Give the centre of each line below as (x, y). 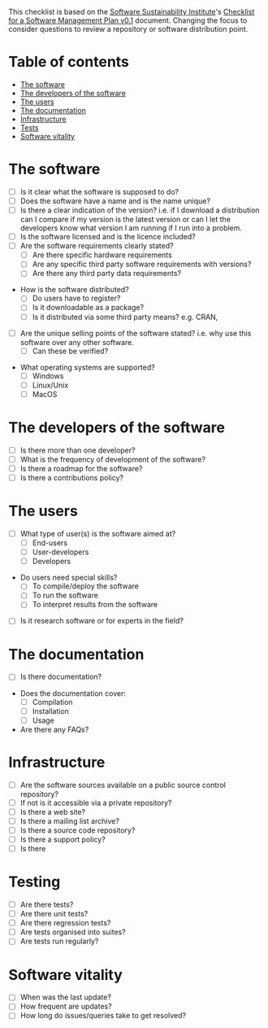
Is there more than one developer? (78, 450)
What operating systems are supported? (88, 367)
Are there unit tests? (54, 914)
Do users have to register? (76, 298)
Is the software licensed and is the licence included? (108, 237)
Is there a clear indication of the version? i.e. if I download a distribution (140, 210)
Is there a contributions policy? (72, 478)
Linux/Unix (50, 385)
